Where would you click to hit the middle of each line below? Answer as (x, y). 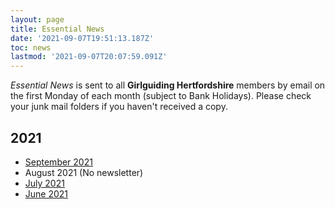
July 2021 (44, 183)
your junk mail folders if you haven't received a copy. (119, 107)
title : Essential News (57, 29)
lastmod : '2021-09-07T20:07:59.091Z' (89, 57)
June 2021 (46, 193)
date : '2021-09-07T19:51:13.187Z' (82, 38)
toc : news (31, 47)
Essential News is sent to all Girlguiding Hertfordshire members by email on (168, 85)
